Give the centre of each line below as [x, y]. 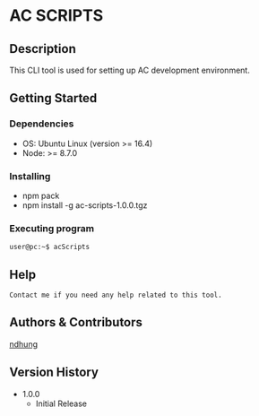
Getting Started [53, 98]
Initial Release [61, 403]
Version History [54, 373]
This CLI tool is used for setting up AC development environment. [130, 70]
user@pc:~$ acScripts [50, 247]
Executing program [52, 228]
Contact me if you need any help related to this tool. [116, 295]
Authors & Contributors [76, 322]
